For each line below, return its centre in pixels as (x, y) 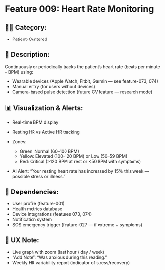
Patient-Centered (30, 39)
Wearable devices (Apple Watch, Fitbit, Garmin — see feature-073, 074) (85, 81)
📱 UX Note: (22, 240)
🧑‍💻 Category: (26, 27)
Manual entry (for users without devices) (53, 86)
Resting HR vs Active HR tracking (46, 132)
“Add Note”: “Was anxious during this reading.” (60, 257)
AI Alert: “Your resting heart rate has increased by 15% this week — (81, 171)
